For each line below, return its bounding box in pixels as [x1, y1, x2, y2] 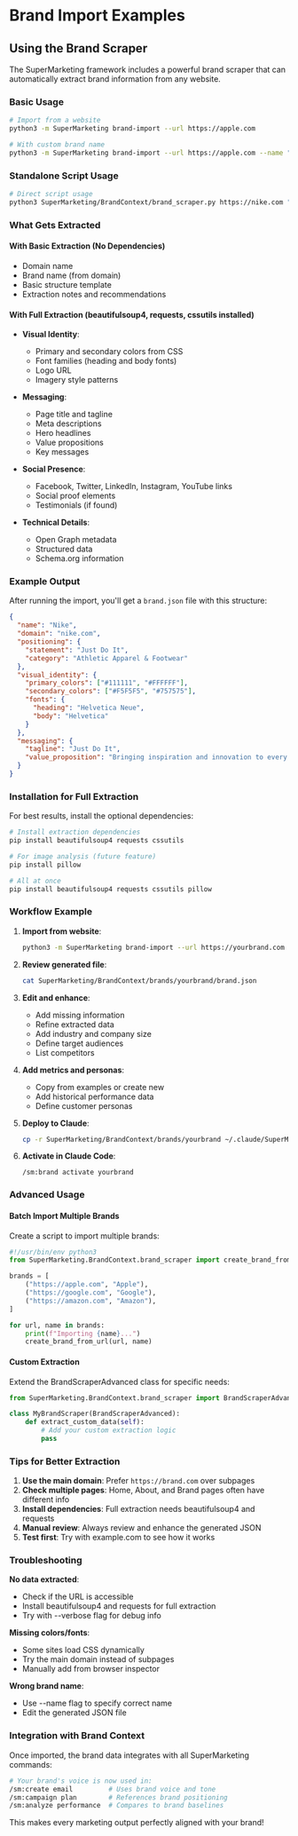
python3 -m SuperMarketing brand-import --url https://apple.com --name [9, 148, 284, 157]
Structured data [35, 543, 93, 555]
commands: [9, 1759, 53, 1769]
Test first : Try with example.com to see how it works [21, 1532, 216, 1543]
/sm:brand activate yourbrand [21, 1168, 135, 1177]
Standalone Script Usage [9, 170, 119, 182]
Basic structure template [21, 279, 113, 289]
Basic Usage [9, 95, 65, 107]
